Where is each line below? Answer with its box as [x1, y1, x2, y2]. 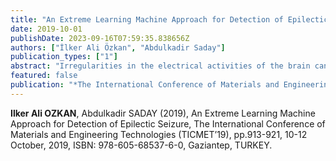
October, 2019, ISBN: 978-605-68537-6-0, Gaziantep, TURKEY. [10, 139, 273, 151]
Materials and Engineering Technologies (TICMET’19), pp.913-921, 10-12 [10, 128, 308, 140]
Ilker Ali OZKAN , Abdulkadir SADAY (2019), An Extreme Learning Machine [10, 107, 316, 119]
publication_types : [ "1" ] [10, 52, 118, 62]
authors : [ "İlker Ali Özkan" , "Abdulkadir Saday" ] [10, 42, 226, 53]
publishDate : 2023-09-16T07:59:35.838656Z [10, 33, 190, 43]
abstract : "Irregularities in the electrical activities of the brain [10, 61, 311, 71]
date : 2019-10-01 [10, 24, 83, 34]
